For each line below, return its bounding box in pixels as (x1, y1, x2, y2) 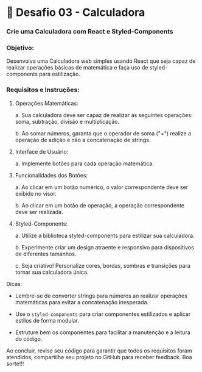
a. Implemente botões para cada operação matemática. (15, 160, 154, 167)
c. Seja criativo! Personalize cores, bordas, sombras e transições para (15, 262, 190, 269)
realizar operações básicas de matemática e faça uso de (6, 64, 148, 71)
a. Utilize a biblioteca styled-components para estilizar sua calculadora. (15, 232, 195, 239)
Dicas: (6, 280, 23, 287)
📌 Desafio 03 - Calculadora (6, 5, 145, 20)
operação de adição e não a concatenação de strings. (15, 136, 151, 143)
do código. (15, 335, 43, 342)
